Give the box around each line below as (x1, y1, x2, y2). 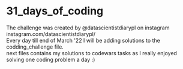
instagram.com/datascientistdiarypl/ (6, 30, 96, 37)
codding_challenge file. (6, 43, 64, 50)
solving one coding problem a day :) (6, 56, 95, 63)
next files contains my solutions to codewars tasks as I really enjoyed (6, 49, 177, 56)
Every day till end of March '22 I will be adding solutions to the (6, 37, 160, 44)
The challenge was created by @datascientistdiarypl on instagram (6, 24, 170, 31)
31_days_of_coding (6, 4, 104, 18)
